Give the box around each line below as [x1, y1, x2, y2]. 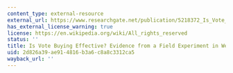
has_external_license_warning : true [7, 23, 113, 30]
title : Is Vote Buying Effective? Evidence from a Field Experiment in [7, 42, 218, 49]
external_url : [7, 17, 49, 24]
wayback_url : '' [7, 56, 54, 63]
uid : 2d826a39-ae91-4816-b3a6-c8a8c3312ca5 [7, 49, 135, 56]
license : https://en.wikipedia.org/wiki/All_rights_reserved [7, 29, 188, 37]
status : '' [7, 36, 39, 43]
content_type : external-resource [7, 10, 104, 17]
